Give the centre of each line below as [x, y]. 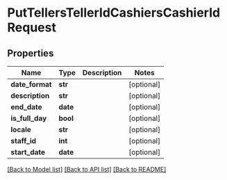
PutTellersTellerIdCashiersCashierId [114, 13]
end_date [27, 107]
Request [32, 27]
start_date [28, 152]
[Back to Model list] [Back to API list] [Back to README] [87, 169]
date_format [31, 84]
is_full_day [29, 118]
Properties [31, 53]
